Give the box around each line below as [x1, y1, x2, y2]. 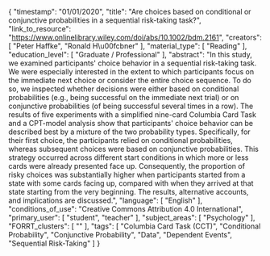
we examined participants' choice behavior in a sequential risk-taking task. [8, 58, 257, 68]
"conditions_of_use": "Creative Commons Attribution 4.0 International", [8, 204, 243, 213]
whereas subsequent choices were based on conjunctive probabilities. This [8, 145, 260, 153]
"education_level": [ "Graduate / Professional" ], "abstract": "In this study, [8, 50, 252, 59]
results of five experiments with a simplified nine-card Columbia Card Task [8, 110, 256, 120]
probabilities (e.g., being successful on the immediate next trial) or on [8, 93, 239, 102]
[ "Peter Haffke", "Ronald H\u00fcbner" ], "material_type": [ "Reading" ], [8, 41, 247, 51]
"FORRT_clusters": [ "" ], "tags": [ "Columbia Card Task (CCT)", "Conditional [8, 221, 261, 231]
